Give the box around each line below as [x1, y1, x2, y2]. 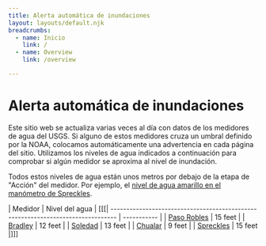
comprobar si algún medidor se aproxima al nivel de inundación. [8, 156, 218, 166]
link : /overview [22, 56, 77, 64]
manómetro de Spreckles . [8, 188, 93, 198]
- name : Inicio [15, 33, 66, 42]
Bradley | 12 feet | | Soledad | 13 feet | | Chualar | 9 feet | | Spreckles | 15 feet [8, 221, 258, 230]
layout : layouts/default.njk [8, 19, 104, 27]
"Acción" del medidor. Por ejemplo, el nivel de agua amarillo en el [8, 180, 222, 190]
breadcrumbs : [8, 26, 51, 34]
